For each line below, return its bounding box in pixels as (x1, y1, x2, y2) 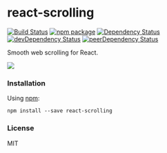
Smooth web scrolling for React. (7, 48, 99, 57)
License (7, 123, 35, 133)
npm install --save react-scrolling (7, 108, 112, 114)
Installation (7, 78, 46, 88)
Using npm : (7, 94, 40, 103)
